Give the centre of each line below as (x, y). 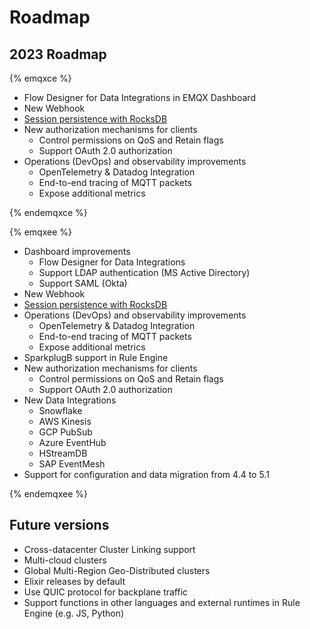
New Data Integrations (70, 400)
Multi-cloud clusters (65, 560)
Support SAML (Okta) (83, 283)
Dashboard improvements (77, 251)
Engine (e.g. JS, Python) (74, 613)
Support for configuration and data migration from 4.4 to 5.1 (146, 474)
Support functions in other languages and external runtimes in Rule (162, 602)
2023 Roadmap (58, 54)
